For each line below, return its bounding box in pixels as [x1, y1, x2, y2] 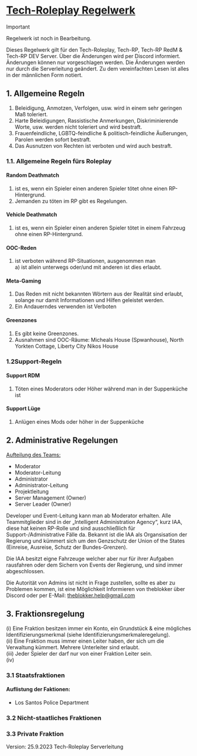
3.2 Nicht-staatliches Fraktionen [6, 713, 102, 722]
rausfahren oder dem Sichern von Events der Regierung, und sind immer [6, 561, 183, 568]
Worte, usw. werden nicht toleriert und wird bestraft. [14, 123, 143, 131]
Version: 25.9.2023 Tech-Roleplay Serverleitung [6, 743, 124, 750]
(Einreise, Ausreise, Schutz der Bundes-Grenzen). [6, 544, 128, 551]
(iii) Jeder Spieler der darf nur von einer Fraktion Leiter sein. [6, 650, 153, 657]
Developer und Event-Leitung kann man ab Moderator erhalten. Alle [6, 512, 172, 519]
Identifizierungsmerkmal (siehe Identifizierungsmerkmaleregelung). [6, 631, 170, 638]
